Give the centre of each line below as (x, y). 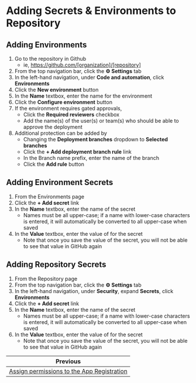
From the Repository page (46, 278)
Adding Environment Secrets (60, 182)
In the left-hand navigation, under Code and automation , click (89, 77)
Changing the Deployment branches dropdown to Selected (96, 139)
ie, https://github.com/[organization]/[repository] (82, 65)
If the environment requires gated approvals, (68, 108)
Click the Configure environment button (63, 102)
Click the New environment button (56, 90)
